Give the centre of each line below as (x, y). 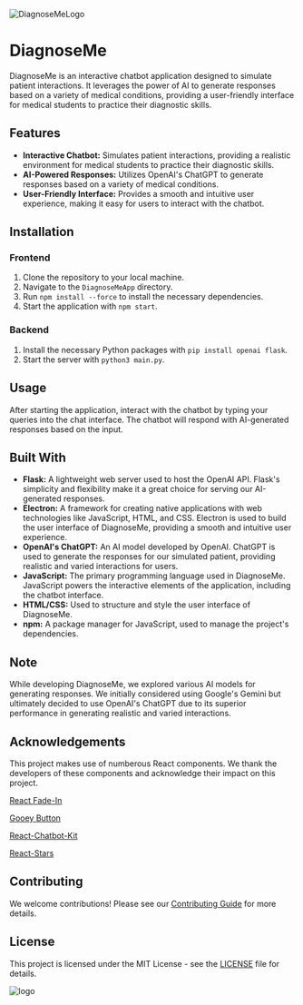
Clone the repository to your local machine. (103, 278)
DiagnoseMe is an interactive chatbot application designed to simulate (141, 75)
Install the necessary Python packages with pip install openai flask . (155, 350)
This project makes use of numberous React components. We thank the (143, 764)
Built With (38, 457)
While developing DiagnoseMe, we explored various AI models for (132, 685)
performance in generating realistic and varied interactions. (120, 714)
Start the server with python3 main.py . (93, 360)
